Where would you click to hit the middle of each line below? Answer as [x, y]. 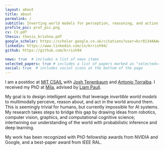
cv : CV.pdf [16, 32]
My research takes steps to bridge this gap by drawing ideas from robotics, [81, 112]
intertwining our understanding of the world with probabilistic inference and [81, 123]
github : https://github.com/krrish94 [43, 50]
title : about [18, 14]
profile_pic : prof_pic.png [32, 28]
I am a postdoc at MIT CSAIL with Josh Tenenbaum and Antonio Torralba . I [80, 82]
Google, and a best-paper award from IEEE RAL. [53, 142]
